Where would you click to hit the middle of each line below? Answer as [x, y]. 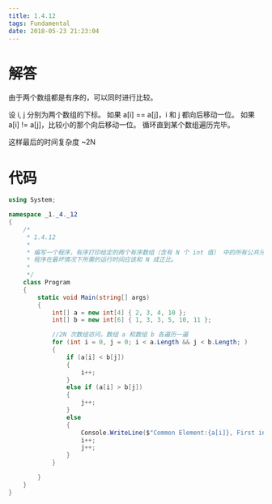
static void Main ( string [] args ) [94, 297]
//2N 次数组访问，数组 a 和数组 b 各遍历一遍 [120, 335]
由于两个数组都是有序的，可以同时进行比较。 [83, 97]
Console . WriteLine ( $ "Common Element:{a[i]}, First [168, 433]
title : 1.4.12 [32, 16]
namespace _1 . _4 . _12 [43, 215]
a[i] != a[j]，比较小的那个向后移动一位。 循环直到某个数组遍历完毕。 [121, 125]
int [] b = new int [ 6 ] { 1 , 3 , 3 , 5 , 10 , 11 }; [132, 320]
